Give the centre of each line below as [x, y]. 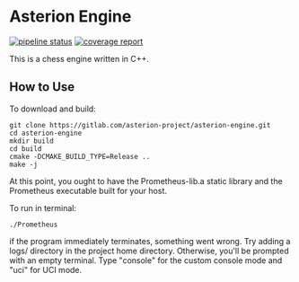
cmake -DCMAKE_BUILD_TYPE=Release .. [80, 156]
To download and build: [53, 109]
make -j [24, 164]
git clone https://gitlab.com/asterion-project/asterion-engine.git [140, 125]
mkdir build [31, 141]
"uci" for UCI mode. [46, 269]
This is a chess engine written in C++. [79, 58]
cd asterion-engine [46, 133]
